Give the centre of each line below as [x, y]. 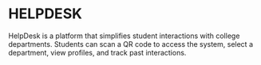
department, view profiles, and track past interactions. [97, 52]
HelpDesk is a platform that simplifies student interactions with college [124, 36]
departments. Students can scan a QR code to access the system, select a [131, 44]
